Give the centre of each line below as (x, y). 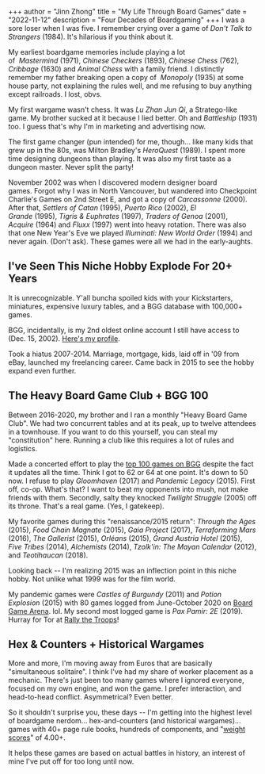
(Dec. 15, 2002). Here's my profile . (64, 338)
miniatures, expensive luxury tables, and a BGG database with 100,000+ (125, 306)
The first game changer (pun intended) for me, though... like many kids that (131, 142)
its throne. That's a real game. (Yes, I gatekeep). (86, 506)
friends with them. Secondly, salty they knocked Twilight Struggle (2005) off (132, 497)
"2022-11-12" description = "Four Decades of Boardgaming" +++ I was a (127, 20)
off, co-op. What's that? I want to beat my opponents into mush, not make (129, 489)
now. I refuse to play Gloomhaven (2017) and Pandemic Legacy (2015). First (132, 481)
